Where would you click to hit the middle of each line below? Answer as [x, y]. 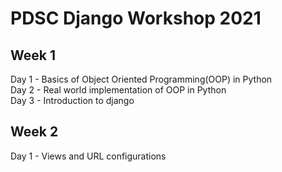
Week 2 [34, 132]
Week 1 [33, 55]
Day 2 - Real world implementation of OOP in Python [118, 90]
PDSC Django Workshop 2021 [136, 18]
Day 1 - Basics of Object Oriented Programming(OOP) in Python [141, 79]
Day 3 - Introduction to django [72, 100]
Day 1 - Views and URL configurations [88, 156]
